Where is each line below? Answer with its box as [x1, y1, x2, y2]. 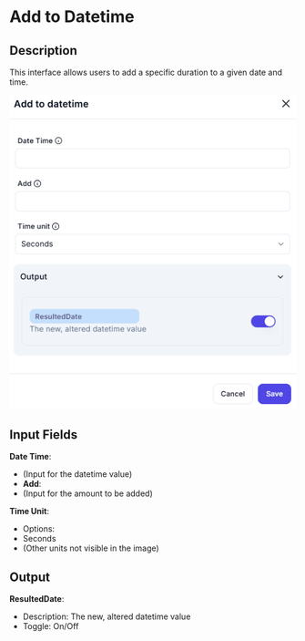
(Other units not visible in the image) [22, 543, 159, 553]
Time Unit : [9, 506, 50, 517]
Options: [22, 523, 56, 534]
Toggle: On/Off [22, 621, 79, 632]
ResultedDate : [9, 594, 65, 605]
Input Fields [9, 427, 78, 442]
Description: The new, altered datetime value [22, 611, 191, 622]
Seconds [22, 533, 56, 544]
